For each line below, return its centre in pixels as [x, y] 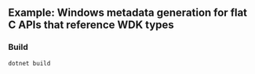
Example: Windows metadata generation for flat [128, 13]
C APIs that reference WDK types [91, 25]
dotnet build [29, 63]
